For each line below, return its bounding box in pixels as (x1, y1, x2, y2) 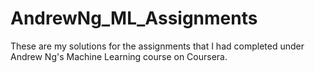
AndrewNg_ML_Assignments (10, 7, 258, 30)
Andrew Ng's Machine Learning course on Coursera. (10, 50, 228, 62)
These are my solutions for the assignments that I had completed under (10, 40, 305, 52)
